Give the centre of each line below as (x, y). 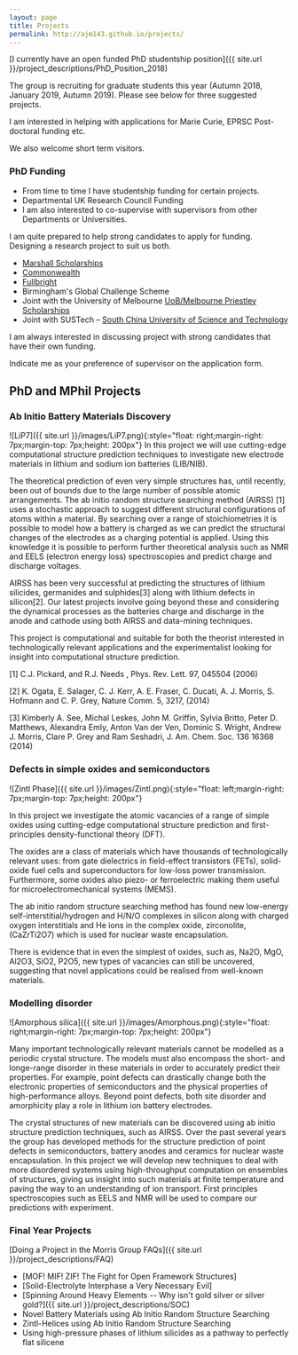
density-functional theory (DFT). (106, 834)
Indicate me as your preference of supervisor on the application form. (137, 363)
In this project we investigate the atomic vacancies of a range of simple (139, 815)
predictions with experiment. (61, 1207)
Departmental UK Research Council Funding (102, 200)
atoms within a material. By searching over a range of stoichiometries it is (143, 519)
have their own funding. (52, 346)
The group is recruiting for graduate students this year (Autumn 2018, (136, 86)
